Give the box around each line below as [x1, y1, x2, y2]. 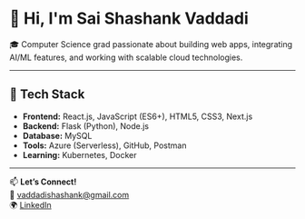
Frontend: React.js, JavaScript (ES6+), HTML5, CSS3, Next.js [22, 111, 253, 122]
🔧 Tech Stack [9, 86, 85, 103]
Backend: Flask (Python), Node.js [22, 120, 150, 131]
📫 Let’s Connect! [9, 176, 77, 187]
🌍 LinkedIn [9, 199, 52, 210]
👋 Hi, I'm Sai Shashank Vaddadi [9, 8, 249, 29]
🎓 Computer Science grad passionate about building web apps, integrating [9, 38, 293, 49]
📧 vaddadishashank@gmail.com [9, 189, 130, 200]
